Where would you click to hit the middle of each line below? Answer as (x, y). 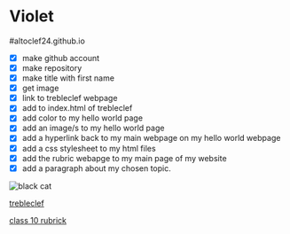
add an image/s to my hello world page (93, 128)
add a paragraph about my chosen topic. (96, 168)
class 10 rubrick (38, 220)
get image (40, 88)
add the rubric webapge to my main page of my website (125, 158)
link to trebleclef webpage (70, 98)
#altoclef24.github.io (47, 41)
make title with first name (68, 78)
